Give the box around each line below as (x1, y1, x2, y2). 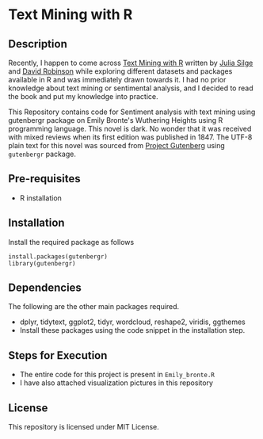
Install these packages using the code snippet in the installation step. (19, 326, 246, 335)
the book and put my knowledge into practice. (8, 92, 158, 101)
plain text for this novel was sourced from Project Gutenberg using (8, 141, 226, 150)
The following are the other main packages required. (8, 302, 180, 311)
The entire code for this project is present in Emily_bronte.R (19, 370, 215, 380)
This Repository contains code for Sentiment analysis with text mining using (8, 107, 256, 116)
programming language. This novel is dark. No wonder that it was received (8, 124, 252, 133)
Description (8, 37, 67, 51)
